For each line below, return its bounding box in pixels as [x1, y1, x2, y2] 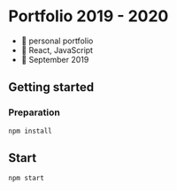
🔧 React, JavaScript [20, 44, 94, 55]
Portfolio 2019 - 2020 [8, 6, 169, 27]
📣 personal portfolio [20, 35, 94, 46]
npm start [8, 174, 45, 183]
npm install [8, 126, 52, 135]
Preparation [8, 106, 61, 118]
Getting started [8, 80, 95, 95]
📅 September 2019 [20, 54, 89, 65]
